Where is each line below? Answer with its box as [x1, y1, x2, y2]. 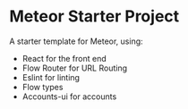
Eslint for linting [21, 71, 81, 82]
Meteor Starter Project [9, 6, 180, 27]
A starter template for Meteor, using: [9, 36, 143, 46]
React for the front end [21, 53, 107, 63]
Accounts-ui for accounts [21, 91, 117, 102]
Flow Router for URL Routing [21, 63, 128, 73]
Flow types [21, 81, 64, 92]
